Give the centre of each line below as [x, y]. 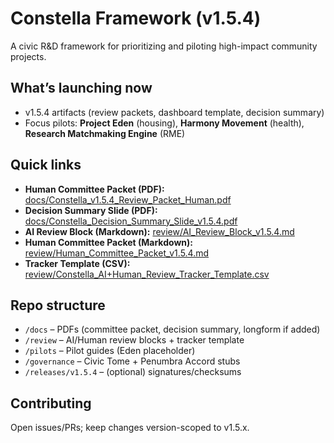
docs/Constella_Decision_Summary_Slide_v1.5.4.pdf [131, 221]
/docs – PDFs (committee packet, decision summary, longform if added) [172, 329]
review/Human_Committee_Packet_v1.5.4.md [117, 253]
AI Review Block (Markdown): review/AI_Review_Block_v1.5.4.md [159, 231]
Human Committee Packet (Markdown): [108, 242]
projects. [28, 56]
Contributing [51, 403]
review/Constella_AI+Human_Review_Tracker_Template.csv [147, 274]
